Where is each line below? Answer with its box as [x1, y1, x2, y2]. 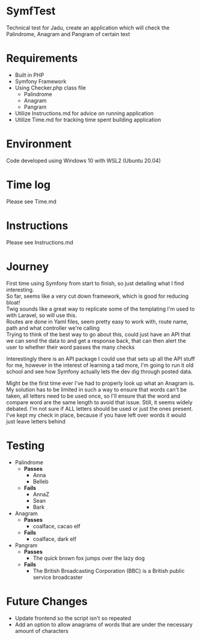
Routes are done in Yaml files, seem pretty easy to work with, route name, [6, 318, 189, 325]
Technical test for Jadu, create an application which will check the [6, 24, 170, 31]
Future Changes [6, 595, 88, 608]
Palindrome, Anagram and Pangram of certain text [6, 30, 130, 37]
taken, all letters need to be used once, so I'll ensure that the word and [6, 392, 181, 399]
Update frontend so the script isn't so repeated [14, 614, 131, 622]
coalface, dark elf [32, 535, 77, 542]
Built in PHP [14, 71, 44, 79]
